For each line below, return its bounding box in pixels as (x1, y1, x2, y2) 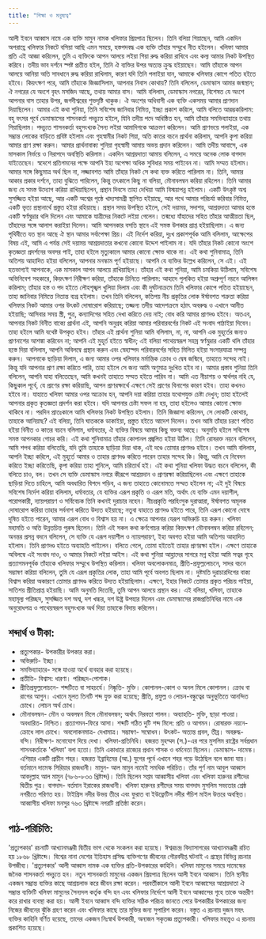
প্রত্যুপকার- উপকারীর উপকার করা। (19, 647, 97, 657)
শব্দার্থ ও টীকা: (8, 627, 55, 640)
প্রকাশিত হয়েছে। (8, 923, 47, 933)
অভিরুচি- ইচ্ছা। (19, 656, 58, 665)
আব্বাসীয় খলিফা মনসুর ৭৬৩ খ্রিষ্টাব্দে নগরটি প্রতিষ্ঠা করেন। (19, 798, 148, 808)
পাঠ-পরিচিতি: (8, 822, 54, 835)
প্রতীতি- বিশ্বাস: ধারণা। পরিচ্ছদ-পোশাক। (19, 674, 112, 683)
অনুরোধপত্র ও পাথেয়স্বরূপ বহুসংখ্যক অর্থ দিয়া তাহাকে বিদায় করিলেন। (8, 603, 160, 612)
